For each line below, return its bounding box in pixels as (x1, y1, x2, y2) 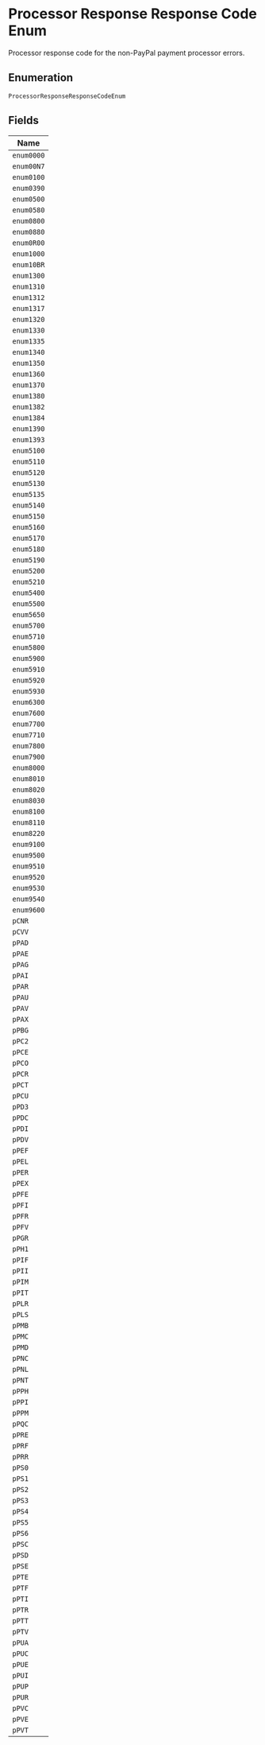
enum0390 (12, 184, 45, 192)
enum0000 (12, 150, 45, 160)
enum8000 (12, 763, 45, 772)
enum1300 (12, 271, 45, 280)
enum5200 (12, 566, 45, 575)
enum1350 (12, 359, 45, 367)
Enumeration (8, 71, 74, 84)
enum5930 (12, 686, 45, 696)
